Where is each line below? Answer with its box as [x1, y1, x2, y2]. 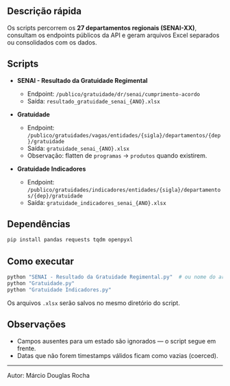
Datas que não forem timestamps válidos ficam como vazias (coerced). [16, 351, 218, 359]
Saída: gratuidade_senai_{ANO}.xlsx [27, 144, 130, 152]
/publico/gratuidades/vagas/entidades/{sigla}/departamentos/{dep [27, 132, 221, 139]
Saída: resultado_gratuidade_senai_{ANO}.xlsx [27, 97, 161, 105]
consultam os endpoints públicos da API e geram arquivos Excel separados [7, 31, 220, 39]
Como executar [7, 255, 74, 267]
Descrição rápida [7, 5, 82, 17]
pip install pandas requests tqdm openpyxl [7, 237, 133, 243]
